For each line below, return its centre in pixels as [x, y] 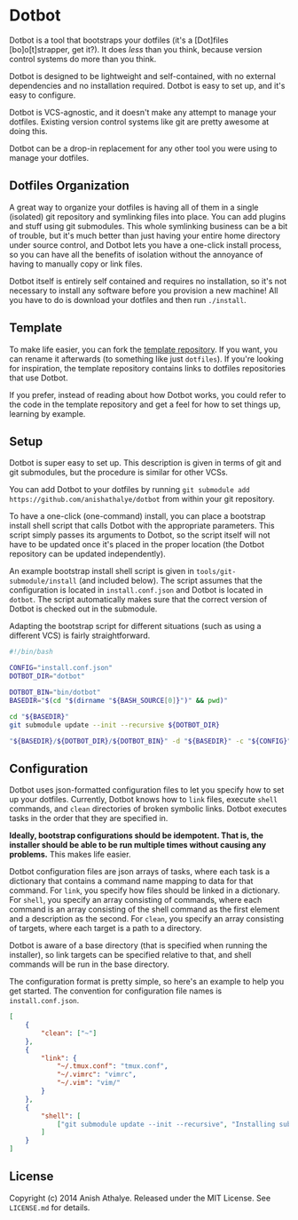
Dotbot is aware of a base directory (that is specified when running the [138, 945]
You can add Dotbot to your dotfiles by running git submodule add [129, 490]
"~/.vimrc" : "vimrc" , [97, 1075]
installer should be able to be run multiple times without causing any [138, 845]
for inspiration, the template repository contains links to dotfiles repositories [148, 368]
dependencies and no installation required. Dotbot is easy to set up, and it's [147, 85]
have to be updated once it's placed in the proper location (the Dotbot [137, 545]
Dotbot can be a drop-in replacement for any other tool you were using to [143, 148]
